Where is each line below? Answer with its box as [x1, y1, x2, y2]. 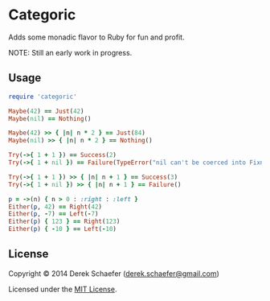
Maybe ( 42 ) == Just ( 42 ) [8, 107, 84, 115]
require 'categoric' [8, 93, 78, 101]
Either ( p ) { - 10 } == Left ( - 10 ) [8, 225, 117, 233]
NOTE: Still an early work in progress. [8, 47, 133, 57]
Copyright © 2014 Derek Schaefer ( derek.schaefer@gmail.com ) [8, 268, 219, 278]
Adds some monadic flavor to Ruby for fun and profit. [8, 32, 185, 42]
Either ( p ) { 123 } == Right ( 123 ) [8, 217, 121, 226]
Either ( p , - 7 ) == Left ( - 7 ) [8, 210, 99, 218]
